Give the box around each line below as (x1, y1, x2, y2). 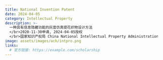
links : (5, 43, 18, 48)
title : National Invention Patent (5, 7, 75, 12)
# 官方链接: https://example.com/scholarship (9, 47, 100, 52)
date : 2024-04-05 (5, 12, 40, 16)
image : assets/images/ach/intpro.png (5, 39, 81, 44)
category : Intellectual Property (5, 16, 73, 21)
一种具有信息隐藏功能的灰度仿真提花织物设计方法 (9, 25, 93, 30)
